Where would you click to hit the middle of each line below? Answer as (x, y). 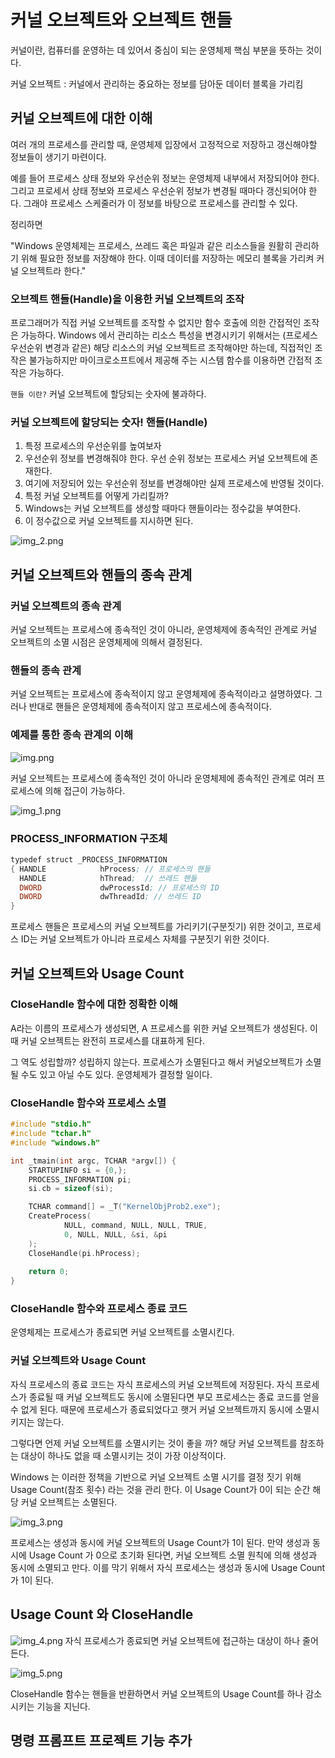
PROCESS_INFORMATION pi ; (80, 1179)
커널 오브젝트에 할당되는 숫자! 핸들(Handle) (109, 422)
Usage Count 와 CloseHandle (102, 1614)
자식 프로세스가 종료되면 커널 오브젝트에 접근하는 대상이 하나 (182, 1640)
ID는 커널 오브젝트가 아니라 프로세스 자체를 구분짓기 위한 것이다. (145, 939)
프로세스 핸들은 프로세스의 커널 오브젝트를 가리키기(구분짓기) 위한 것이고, (152, 927)
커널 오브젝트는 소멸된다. (69, 1502)
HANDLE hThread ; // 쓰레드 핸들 (108, 878)
